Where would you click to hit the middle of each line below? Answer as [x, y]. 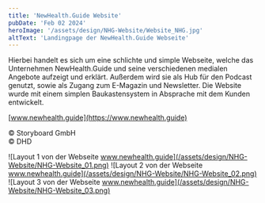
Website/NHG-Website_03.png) [59, 190]
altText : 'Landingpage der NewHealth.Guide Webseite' [99, 38]
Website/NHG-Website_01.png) [59, 165]
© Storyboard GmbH [42, 133]
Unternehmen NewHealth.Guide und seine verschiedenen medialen [118, 69]
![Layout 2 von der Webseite [157, 165]
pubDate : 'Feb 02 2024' [47, 23]
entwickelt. [26, 102]
